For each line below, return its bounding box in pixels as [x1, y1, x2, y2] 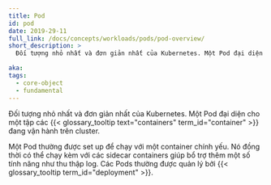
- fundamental [15, 86, 63, 95]
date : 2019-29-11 [8, 27, 67, 35]
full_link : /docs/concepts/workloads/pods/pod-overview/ [8, 34, 205, 43]
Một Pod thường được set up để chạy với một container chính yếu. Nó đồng [8, 141, 260, 151]
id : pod [8, 19, 35, 27]
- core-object [15, 78, 63, 87]
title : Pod [8, 11, 45, 20]
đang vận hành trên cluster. [8, 126, 100, 136]
